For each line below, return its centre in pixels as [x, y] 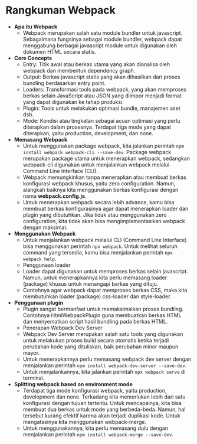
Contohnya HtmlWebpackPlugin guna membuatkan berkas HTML [102, 315]
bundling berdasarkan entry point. [64, 83]
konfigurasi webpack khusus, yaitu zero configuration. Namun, [99, 183]
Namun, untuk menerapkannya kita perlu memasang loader [95, 277]
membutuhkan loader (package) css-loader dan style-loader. [97, 296]
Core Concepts [33, 58]
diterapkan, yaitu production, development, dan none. [88, 133]
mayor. [31, 352]
